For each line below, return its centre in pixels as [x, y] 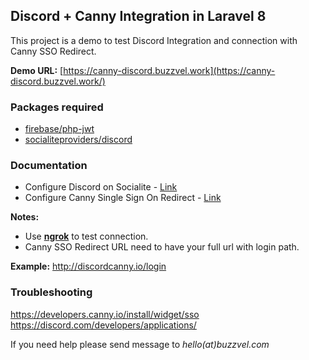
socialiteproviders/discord [78, 140]
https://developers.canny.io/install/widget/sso [105, 314]
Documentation [49, 166]
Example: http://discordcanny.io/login [88, 266]
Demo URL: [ [37, 70]
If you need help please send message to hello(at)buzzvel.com [140, 344]
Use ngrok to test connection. [86, 236]
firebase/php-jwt [59, 129]
